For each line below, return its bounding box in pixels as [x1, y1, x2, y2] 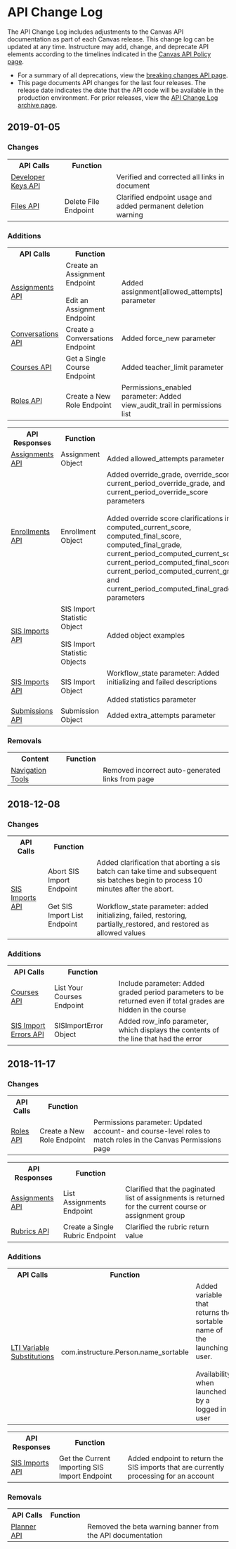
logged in [195, 1404, 227, 1414]
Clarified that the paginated [125, 1184, 216, 1194]
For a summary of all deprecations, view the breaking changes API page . [17, 71, 228, 79]
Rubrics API [11, 1226, 50, 1236]
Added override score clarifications [106, 513, 223, 523]
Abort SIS [48, 866, 79, 876]
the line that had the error [118, 1034, 202, 1044]
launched [195, 1387, 227, 1396]
